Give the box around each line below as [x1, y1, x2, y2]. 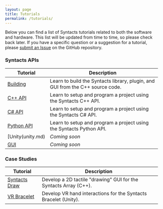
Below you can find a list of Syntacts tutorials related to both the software [5, 30, 152, 35]
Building [7, 80, 26, 87]
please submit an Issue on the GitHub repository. [5, 45, 103, 51]
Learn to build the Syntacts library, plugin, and [49, 77, 155, 84]
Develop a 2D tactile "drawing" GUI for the [42, 176, 138, 183]
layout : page [5, 7, 32, 12]
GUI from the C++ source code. [49, 83, 122, 90]
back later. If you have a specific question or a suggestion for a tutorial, [5, 40, 147, 45]
